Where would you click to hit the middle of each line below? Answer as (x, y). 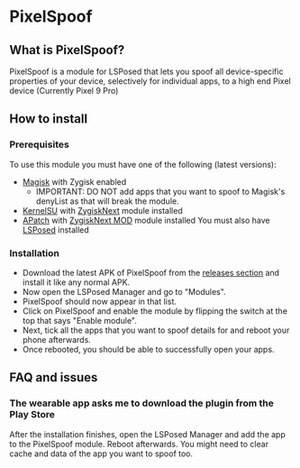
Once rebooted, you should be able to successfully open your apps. (148, 349)
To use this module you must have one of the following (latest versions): (143, 164)
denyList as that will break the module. (107, 201)
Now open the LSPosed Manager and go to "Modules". (124, 291)
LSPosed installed (56, 229)
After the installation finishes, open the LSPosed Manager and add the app (147, 434)
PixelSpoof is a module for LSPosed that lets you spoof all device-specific (146, 71)
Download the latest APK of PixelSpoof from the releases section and (151, 272)
